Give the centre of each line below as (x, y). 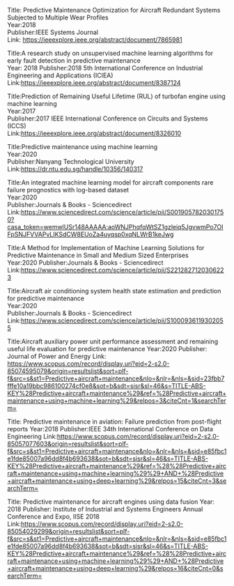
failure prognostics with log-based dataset (68, 190)
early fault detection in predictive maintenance (74, 61)
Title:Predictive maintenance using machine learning (83, 147)
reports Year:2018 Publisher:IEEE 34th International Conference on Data (110, 429)
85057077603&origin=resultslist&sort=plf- (68, 444)
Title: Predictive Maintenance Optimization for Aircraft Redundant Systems (114, 10)
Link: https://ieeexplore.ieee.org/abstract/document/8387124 (94, 83)
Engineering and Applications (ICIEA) (60, 75)
